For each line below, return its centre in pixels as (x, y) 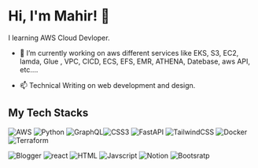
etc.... (29, 69)
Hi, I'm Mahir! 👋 (59, 16)
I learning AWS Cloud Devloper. (59, 38)
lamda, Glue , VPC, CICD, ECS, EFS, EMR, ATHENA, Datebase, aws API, (135, 61)
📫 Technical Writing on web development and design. (107, 85)
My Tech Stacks (48, 113)
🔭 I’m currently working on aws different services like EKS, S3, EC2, (129, 53)
